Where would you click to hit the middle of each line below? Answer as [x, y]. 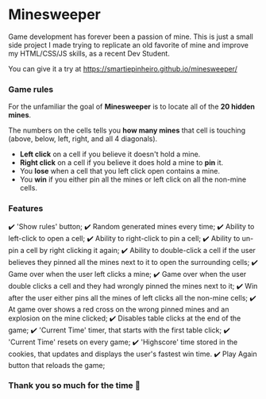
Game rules [31, 89]
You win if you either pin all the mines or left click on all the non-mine [133, 179]
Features [26, 209]
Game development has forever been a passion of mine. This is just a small [131, 36]
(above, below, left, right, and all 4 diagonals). [83, 139]
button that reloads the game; [57, 365]
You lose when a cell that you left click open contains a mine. [120, 171]
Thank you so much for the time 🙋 [74, 386]
